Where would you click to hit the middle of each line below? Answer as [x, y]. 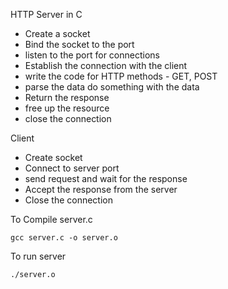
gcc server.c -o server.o [64, 238]
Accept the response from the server [101, 189]
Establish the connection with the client [106, 65]
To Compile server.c [51, 219]
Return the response [67, 97]
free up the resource [67, 108]
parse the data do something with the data [112, 87]
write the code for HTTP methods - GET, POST [121, 76]
